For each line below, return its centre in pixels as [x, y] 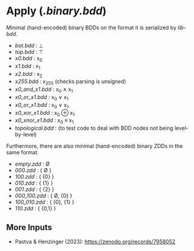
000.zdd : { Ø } [33, 170]
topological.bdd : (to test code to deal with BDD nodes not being [94, 128]
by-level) [26, 134]
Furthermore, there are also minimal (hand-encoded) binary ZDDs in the [95, 146]
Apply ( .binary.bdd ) [56, 11]
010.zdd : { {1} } [34, 183]
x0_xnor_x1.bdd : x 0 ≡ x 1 [44, 121]
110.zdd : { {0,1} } [36, 209]
